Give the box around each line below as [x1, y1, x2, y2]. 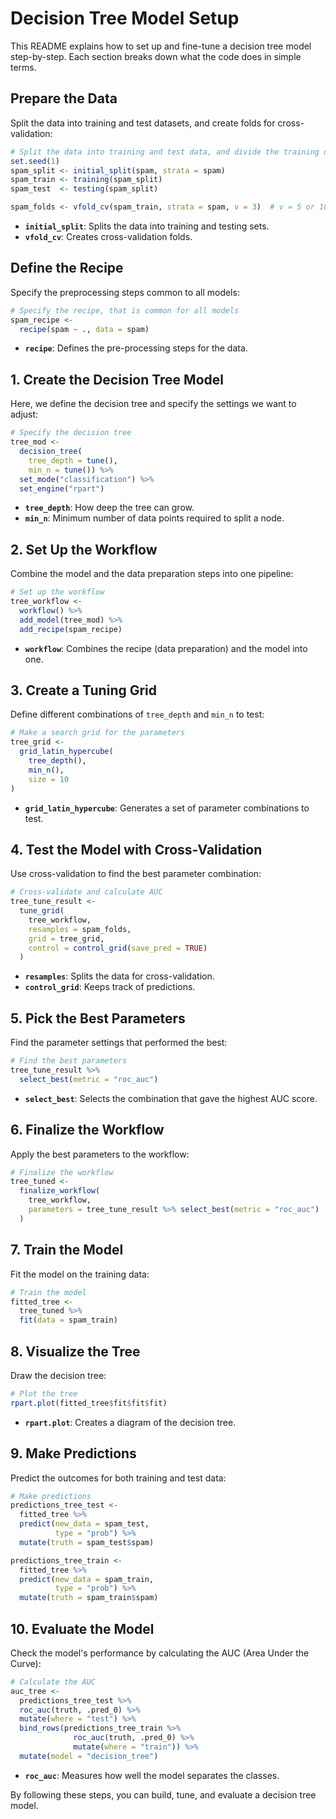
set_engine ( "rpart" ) [19, 483, 105, 494]
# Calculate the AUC [10, 1677, 97, 1687]
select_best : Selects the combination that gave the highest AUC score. [24, 1092, 318, 1104]
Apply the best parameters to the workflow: [10, 1148, 190, 1160]
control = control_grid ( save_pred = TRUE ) [28, 943, 208, 953]
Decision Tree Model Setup [10, 7, 240, 30]
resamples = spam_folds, [28, 924, 132, 934]
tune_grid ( [19, 906, 65, 916]
